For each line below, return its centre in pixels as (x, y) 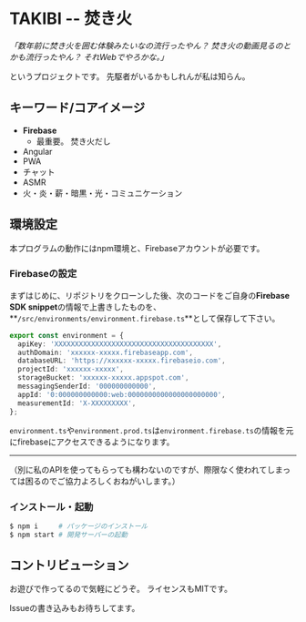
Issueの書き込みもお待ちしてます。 (75, 608)
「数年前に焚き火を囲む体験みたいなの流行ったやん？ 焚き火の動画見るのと (150, 46)
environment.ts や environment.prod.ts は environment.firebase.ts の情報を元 (152, 430)
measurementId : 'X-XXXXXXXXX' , (77, 403)
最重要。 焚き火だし (73, 141)
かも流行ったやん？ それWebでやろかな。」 (89, 56)
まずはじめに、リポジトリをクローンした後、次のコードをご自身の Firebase (149, 295)
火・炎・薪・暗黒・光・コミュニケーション (102, 193)
